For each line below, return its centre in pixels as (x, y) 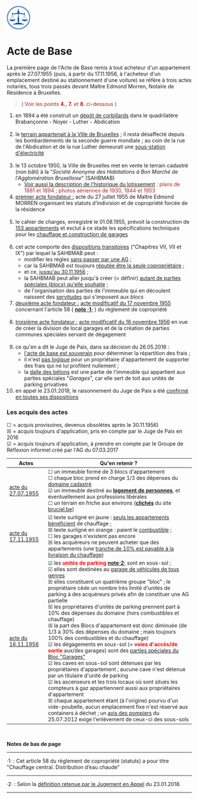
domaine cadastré (70, 484)
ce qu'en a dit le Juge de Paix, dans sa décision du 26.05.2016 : (92, 347)
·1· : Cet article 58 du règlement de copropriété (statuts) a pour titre (88, 761)
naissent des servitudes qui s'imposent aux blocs (84, 297)
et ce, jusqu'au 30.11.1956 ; (56, 271)
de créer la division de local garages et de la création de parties (92, 328)
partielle (58, 601)
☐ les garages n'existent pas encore (92, 536)
